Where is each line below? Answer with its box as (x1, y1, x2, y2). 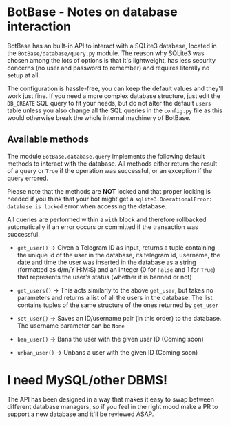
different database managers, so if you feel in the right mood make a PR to (7, 402, 218, 411)
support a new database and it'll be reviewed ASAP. (7, 410, 154, 418)
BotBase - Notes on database (7, 4, 178, 20)
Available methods (7, 134, 90, 146)
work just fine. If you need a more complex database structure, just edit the (7, 91, 220, 100)
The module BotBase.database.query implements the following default (7, 152, 205, 160)
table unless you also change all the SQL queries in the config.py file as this (7, 106, 222, 115)
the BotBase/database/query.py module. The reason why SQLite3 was (7, 49, 205, 57)
